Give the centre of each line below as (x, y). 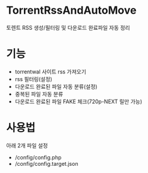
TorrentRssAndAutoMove (71, 10)
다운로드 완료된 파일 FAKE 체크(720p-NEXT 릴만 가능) (78, 101)
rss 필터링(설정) (34, 79)
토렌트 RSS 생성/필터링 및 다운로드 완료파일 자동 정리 (68, 27)
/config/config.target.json (46, 163)
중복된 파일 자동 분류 (39, 94)
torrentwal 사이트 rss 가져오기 (51, 72)
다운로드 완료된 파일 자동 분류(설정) (56, 86)
